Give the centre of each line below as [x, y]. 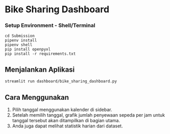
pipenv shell [19, 45]
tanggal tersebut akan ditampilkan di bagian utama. [66, 120]
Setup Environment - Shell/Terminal [50, 26]
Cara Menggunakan [37, 97]
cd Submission [20, 36]
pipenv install [21, 40]
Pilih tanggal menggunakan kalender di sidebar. [62, 109]
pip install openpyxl [28, 50]
